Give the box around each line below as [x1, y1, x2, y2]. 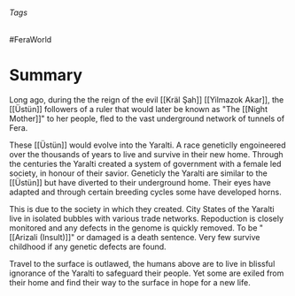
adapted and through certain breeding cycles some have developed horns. [9, 186, 282, 198]
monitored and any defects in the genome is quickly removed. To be [9, 223, 258, 233]
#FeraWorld [9, 34, 52, 45]
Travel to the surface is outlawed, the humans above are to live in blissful [9, 259, 276, 269]
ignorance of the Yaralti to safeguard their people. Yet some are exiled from [9, 268, 284, 278]
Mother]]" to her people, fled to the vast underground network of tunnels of [9, 113, 285, 124]
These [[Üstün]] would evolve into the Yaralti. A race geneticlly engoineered [9, 140, 286, 150]
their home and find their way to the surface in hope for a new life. [9, 277, 251, 288]
